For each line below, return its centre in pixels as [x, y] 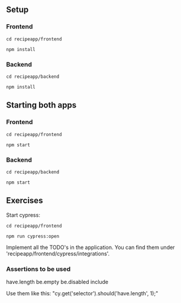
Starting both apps [41, 105]
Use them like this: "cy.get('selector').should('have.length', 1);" [82, 293]
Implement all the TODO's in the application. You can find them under [90, 247]
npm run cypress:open [33, 236]
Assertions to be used [38, 269]
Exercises [25, 201]
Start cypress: [23, 215]
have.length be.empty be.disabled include [57, 282]
